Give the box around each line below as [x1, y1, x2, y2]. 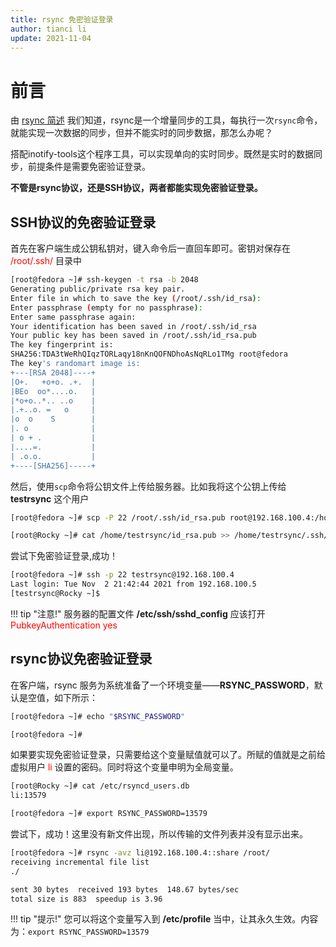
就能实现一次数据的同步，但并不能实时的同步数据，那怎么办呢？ [10, 127, 273, 139]
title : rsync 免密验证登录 [10, 14, 114, 25]
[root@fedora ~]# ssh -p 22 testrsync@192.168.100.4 [10, 570, 235, 580]
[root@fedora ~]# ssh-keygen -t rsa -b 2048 [10, 275, 199, 285]
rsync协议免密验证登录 [10, 651, 153, 668]
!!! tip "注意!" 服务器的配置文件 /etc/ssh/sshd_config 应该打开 [10, 607, 266, 620]
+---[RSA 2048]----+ [10, 367, 97, 378]
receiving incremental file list [10, 857, 150, 867]
